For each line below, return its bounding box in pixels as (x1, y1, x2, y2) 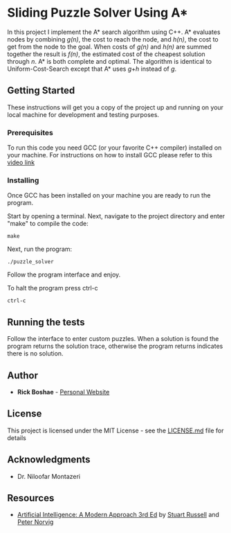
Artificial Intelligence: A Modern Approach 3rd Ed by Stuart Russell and (17, 511, 220, 519)
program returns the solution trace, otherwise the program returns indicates (7, 342, 223, 351)
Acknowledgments (7, 454, 91, 466)
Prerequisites (7, 128, 53, 137)
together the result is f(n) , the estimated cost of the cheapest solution (7, 50, 205, 58)
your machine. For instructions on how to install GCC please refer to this (7, 151, 212, 159)
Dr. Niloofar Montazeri (17, 472, 81, 480)
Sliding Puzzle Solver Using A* (7, 5, 188, 21)
